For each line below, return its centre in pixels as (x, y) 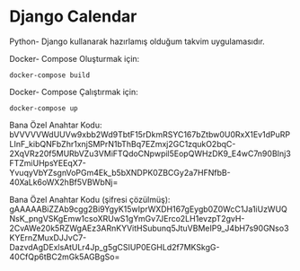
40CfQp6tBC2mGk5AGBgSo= (65, 257)
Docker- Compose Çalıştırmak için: (74, 92)
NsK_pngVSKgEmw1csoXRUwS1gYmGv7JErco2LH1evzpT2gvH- (127, 218)
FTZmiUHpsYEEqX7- (48, 162)
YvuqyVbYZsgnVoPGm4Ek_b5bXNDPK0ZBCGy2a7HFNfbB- (120, 172)
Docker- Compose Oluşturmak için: (75, 58)
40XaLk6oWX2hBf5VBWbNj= (64, 182)
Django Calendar (73, 17)
